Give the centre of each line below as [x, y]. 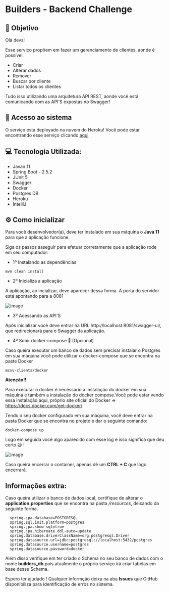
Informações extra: [36, 486]
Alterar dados [27, 70]
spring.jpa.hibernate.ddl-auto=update [51, 531]
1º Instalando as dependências [44, 262]
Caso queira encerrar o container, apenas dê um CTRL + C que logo [76, 465]
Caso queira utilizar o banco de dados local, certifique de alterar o [74, 498]
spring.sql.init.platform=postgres [47, 522]
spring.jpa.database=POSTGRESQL [44, 518]
